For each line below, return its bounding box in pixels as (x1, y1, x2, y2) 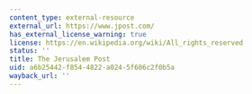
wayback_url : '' (9, 72, 70, 81)
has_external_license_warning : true (9, 30, 147, 38)
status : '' (9, 47, 50, 56)
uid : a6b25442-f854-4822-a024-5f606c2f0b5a (9, 64, 175, 73)
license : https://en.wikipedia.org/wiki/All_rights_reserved (9, 38, 244, 47)
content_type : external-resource (9, 13, 135, 22)
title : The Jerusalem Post (9, 55, 111, 64)
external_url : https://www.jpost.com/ (9, 21, 155, 30)
